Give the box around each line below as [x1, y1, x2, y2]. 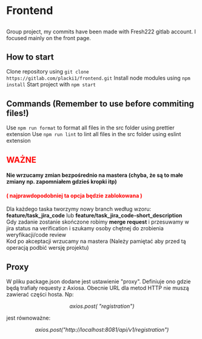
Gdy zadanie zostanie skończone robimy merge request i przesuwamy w [6, 218, 189, 225]
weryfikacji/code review [6, 231, 67, 239]
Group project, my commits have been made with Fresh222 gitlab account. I [6, 28, 196, 35]
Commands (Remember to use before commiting [6, 98, 194, 109]
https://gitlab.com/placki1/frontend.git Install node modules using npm [6, 74, 190, 82]
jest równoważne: [6, 314, 51, 322]
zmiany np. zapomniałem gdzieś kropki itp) [6, 178, 117, 185]
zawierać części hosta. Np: [6, 291, 74, 298]
